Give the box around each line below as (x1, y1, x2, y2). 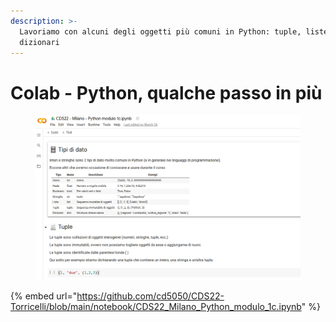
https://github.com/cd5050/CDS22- (76, 290, 225, 302)
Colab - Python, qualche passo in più (10, 81, 323, 104)
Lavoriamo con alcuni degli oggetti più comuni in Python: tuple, (19, 26, 302, 37)
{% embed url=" (10, 290, 78, 302)
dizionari (19, 37, 60, 47)
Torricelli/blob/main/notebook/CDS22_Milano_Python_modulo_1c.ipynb (10, 301, 302, 313)
